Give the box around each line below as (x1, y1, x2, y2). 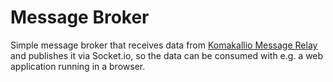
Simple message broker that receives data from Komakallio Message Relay (10, 39, 318, 51)
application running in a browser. (10, 60, 146, 72)
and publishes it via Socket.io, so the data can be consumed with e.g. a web (10, 49, 324, 61)
